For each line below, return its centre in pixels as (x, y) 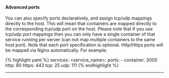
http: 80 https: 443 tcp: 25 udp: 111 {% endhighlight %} (62, 65)
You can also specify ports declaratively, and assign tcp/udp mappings (79, 18)
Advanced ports (23, 7)
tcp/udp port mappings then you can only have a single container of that (80, 34)
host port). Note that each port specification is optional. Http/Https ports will (84, 45)
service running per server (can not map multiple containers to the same (80, 40)
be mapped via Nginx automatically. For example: (56, 50)
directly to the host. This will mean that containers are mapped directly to (81, 24)
